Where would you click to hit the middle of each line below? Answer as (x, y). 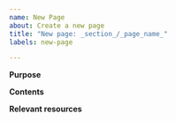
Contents (27, 92)
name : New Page (37, 17)
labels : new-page (41, 42)
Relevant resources (46, 109)
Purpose (25, 75)
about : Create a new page (57, 26)
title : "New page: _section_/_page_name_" (88, 34)
